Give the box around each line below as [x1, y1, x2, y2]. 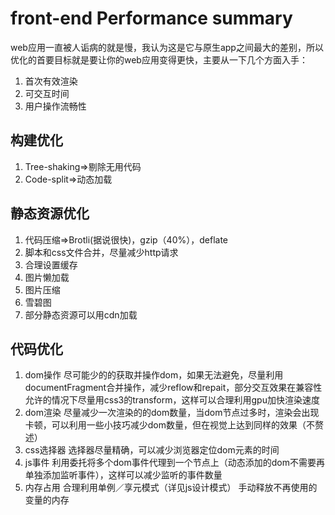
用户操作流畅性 [24, 100, 87, 112]
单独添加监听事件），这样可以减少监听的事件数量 [24, 469, 223, 481]
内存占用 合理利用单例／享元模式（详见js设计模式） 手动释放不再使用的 [24, 482, 318, 494]
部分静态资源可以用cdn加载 [24, 308, 138, 321]
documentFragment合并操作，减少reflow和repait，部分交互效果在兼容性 [24, 382, 323, 394]
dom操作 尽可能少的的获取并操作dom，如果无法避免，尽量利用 [24, 369, 284, 381]
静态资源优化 [10, 205, 90, 222]
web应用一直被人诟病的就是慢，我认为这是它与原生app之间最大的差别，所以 [10, 41, 324, 53]
